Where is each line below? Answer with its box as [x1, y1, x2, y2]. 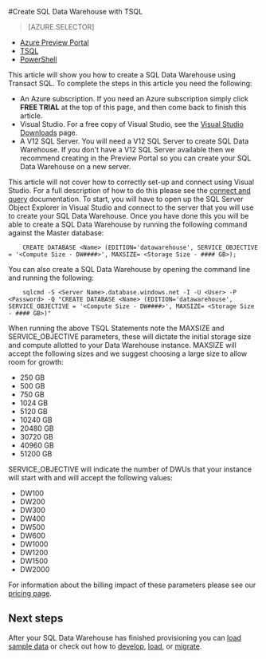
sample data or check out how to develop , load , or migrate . [8, 641, 202, 651]
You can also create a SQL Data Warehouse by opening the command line [8, 265, 251, 274]
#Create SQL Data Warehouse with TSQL [8, 7, 143, 16]
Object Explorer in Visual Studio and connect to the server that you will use [8, 203, 254, 212]
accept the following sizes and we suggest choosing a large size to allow [8, 349, 248, 358]
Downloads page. [19, 128, 78, 137]
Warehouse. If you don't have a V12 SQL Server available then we [19, 145, 235, 154]
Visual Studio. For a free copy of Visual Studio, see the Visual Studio [19, 120, 244, 128]
